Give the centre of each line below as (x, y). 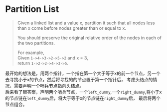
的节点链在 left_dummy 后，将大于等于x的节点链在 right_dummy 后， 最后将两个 (83, 98)
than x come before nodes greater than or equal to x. (72, 28)
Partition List (32, 9)
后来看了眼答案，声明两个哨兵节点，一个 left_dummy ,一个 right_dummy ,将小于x (83, 92)
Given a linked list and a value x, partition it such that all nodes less (86, 23)
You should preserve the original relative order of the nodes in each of (89, 38)
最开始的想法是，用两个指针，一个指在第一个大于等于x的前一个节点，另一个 (83, 73)
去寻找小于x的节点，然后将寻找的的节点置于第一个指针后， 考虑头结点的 (79, 79)
